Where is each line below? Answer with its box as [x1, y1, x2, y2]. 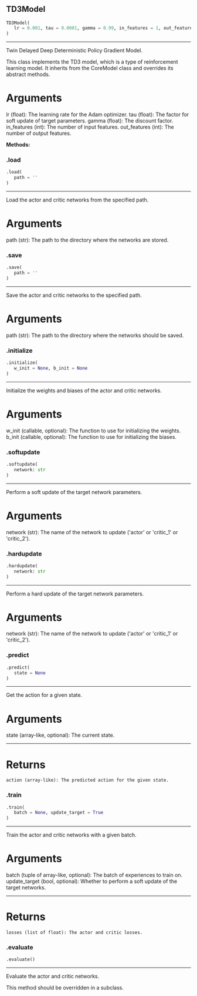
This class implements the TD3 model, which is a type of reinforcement [6, 58, 178, 65]
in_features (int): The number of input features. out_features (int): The [6, 124, 174, 131]
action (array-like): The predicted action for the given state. [6, 777, 169, 783]
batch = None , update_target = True [13, 810, 104, 816]
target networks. [6, 884, 46, 891]
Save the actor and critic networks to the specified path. [6, 292, 142, 299]
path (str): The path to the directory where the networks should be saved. [6, 332, 184, 339]
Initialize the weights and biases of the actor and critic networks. [6, 387, 162, 394]
